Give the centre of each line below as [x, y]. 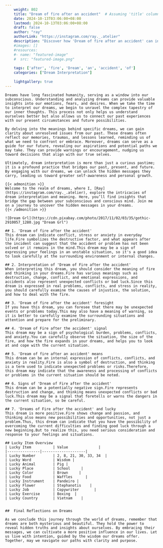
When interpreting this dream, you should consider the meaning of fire [80, 269]
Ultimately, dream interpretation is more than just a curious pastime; [80, 163]
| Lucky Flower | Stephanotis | [49, 485]
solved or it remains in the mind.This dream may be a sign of [70, 248]
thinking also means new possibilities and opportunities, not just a [78, 418]
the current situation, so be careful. [45, 401]
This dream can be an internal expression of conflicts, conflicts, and [80, 358]
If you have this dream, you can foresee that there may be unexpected [79, 307]
